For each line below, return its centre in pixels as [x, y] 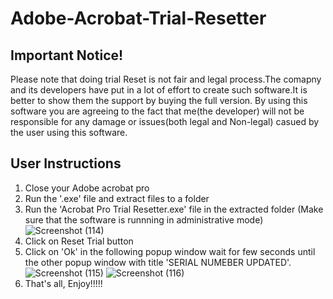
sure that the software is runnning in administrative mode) [144, 219]
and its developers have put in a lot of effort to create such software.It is [159, 90]
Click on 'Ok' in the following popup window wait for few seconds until [170, 251]
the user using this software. [69, 132]
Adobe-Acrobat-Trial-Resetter [138, 18]
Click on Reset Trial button [79, 241]
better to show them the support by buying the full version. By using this [159, 100]
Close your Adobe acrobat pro [87, 188]
